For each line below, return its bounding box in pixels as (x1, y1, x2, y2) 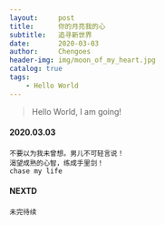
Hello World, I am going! (31, 106, 122, 117)
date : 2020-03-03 (9, 38, 100, 48)
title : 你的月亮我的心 (9, 22, 106, 31)
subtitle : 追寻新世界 (9, 30, 92, 39)
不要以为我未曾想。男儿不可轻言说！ (9, 148, 125, 158)
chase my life (9, 166, 63, 176)
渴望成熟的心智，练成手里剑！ (9, 159, 104, 168)
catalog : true (9, 65, 63, 74)
